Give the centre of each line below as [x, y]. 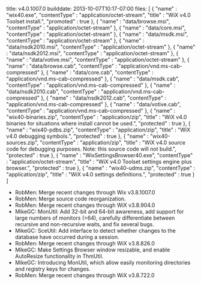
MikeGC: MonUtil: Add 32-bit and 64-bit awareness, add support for [99, 211]
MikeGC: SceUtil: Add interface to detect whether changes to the [95, 231]
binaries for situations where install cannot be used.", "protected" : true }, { [98, 123]
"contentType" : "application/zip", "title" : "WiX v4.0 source [113, 142]
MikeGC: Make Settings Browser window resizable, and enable [92, 250]
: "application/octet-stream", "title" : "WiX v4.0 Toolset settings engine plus [99, 162]
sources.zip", [22, 142]
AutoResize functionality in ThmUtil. [59, 256]
